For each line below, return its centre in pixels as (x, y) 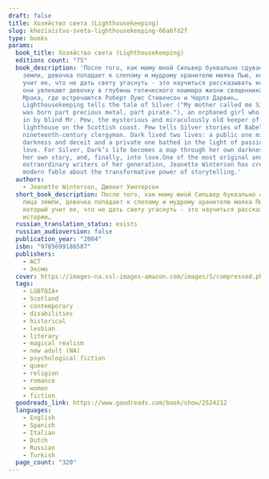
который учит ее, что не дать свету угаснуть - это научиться (128, 209)
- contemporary (48, 306)
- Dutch (35, 440)
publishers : (36, 254)
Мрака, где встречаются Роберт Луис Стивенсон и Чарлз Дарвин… (130, 98)
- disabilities (48, 313)
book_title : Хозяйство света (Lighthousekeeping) (100, 53)
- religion (41, 373)
